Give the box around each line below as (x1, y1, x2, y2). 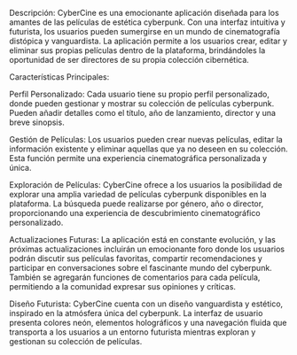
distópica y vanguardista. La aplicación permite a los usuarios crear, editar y (9, 35, 288, 46)
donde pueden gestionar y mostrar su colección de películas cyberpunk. (9, 98, 275, 109)
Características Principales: (9, 72, 110, 82)
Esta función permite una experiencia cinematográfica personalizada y (9, 153, 268, 163)
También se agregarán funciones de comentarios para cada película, (9, 272, 261, 282)
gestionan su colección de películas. (9, 336, 143, 346)
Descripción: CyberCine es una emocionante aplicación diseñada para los (9, 8, 279, 18)
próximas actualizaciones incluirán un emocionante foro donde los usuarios (9, 243, 285, 254)
